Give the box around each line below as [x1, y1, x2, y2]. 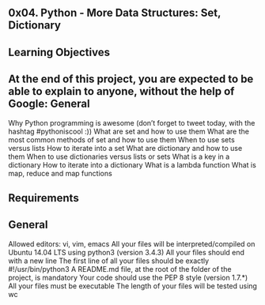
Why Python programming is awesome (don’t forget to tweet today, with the [8, 118, 256, 127]
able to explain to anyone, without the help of [8, 85, 235, 98]
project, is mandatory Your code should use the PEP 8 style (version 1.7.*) [8, 273, 248, 282]
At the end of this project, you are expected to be [8, 73, 254, 86]
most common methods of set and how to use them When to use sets [8, 134, 235, 145]
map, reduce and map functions [8, 168, 112, 178]
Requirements [8, 191, 79, 205]
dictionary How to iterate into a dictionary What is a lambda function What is [8, 160, 257, 169]
